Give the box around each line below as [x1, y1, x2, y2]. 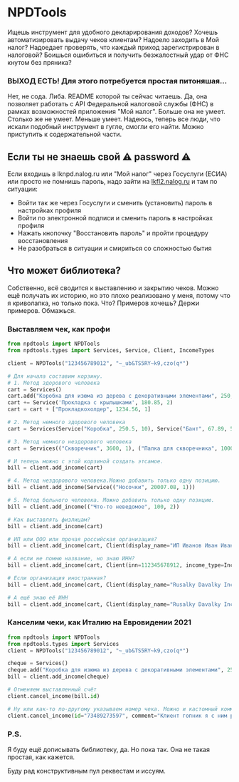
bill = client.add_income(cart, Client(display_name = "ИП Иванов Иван [7, 542, 218, 550]
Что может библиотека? [7, 264, 121, 277]
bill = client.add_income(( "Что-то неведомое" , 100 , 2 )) [7, 503, 180, 510]
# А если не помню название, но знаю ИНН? [7, 555, 135, 562]
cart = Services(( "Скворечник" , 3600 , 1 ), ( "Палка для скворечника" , [7, 445, 218, 452]
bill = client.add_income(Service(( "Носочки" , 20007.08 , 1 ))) [7, 484, 196, 491]
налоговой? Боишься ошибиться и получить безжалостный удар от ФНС [7, 51, 229, 59]
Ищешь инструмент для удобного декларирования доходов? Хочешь [7, 28, 218, 36]
